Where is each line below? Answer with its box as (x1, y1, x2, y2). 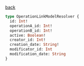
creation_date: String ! (9, 42, 59, 47)
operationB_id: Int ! (9, 28, 52, 33)
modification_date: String (9, 51, 66, 56)
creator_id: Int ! (9, 37, 46, 42)
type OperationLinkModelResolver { (5, 14, 79, 19)
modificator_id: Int (9, 47, 52, 52)
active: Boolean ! (9, 33, 46, 38)
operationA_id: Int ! (9, 23, 52, 28)
